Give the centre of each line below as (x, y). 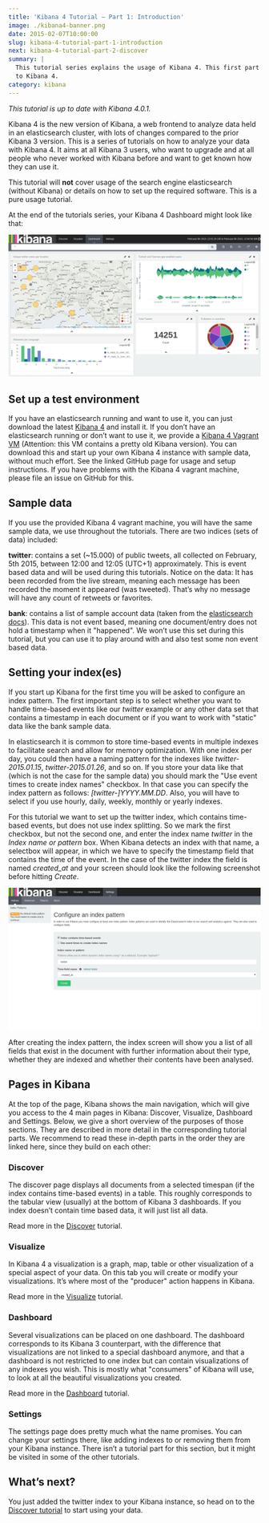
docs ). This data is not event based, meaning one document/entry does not (133, 622)
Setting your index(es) (65, 672)
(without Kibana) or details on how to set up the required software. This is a (133, 190)
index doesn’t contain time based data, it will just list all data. (108, 1210)
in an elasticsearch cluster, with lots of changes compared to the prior (124, 132)
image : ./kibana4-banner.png (57, 25)
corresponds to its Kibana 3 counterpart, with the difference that (115, 1343)
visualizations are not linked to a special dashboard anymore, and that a (126, 1352)
